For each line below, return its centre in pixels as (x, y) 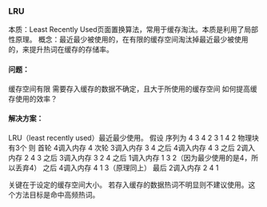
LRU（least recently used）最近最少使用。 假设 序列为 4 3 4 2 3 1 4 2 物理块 (134, 137)
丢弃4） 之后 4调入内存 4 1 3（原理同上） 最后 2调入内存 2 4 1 (117, 167)
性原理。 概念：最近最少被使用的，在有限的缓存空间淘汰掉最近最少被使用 (128, 40)
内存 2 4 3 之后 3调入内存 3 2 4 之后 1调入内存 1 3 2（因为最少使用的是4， (130, 157)
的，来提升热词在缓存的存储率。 (61, 50)
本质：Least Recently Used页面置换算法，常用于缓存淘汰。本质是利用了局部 (133, 30)
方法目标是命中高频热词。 (57, 194)
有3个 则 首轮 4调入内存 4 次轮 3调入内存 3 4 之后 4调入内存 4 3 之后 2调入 (132, 147)
